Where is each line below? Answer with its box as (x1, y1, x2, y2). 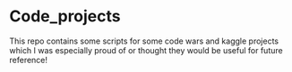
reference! (9, 54, 47, 65)
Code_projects (9, 6, 121, 27)
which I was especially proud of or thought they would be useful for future (9, 44, 284, 55)
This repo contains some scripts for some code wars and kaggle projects (9, 36, 279, 46)
